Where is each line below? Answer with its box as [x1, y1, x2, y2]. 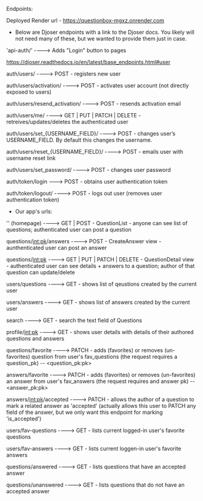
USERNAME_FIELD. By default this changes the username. [6, 136, 153, 143]
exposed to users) [6, 88, 52, 96]
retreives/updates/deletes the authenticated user [6, 118, 128, 125]
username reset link [6, 154, 56, 162]
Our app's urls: [15, 208, 53, 215]
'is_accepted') [6, 415, 42, 422]
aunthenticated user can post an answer [6, 244, 107, 251]
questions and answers [6, 335, 65, 342]
